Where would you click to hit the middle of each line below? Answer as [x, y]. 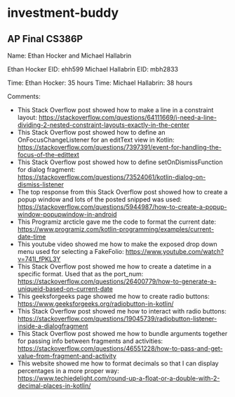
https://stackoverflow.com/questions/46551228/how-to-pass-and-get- [120, 348]
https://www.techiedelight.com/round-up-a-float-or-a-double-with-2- [119, 378]
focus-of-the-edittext [48, 155]
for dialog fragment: [46, 169]
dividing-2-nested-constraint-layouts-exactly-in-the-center [103, 125]
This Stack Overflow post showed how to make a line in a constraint [115, 110]
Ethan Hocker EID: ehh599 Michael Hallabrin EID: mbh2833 [93, 69]
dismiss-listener [41, 184]
